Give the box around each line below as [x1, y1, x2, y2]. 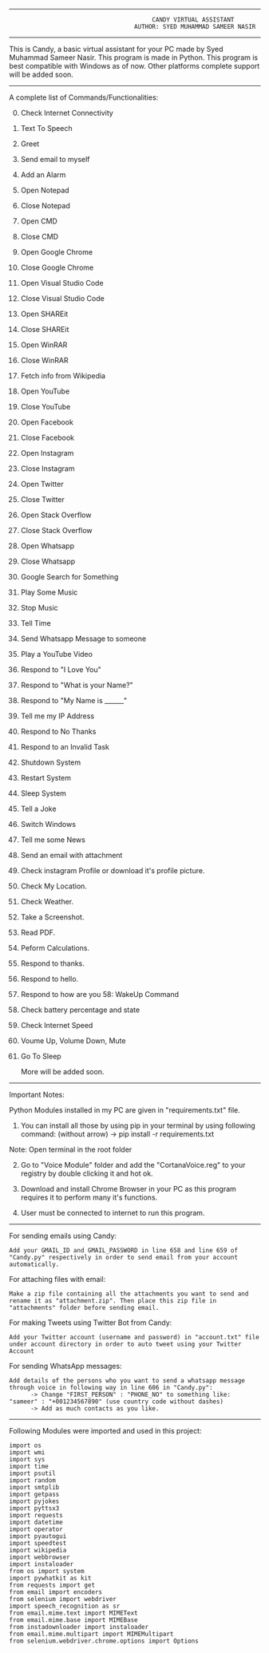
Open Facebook [20, 417, 74, 427]
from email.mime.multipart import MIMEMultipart [9, 1630, 174, 1638]
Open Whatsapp [20, 541, 75, 551]
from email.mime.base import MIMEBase [9, 1616, 138, 1624]
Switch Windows [20, 820, 77, 828]
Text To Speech [20, 124, 73, 132]
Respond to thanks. [20, 959, 85, 968]
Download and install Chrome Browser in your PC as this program [20, 1184, 236, 1193]
